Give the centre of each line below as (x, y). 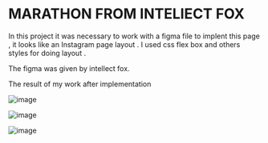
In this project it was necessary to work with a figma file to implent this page (134, 36)
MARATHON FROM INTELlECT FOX (126, 14)
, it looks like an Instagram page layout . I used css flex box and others (124, 44)
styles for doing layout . (47, 53)
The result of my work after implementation (80, 84)
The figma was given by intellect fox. (69, 68)
